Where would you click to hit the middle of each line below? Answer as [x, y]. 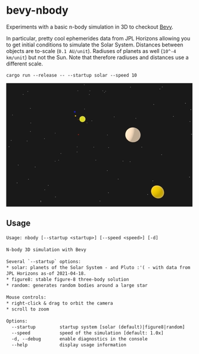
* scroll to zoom [28, 309]
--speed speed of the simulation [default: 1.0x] [88, 333]
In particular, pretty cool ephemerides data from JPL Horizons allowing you [98, 38]
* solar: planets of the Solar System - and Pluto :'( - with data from [98, 267]
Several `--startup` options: [44, 261]
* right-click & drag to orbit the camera [60, 303]
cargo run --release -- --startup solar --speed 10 [71, 75]
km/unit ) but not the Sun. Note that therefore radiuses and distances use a [97, 57]
